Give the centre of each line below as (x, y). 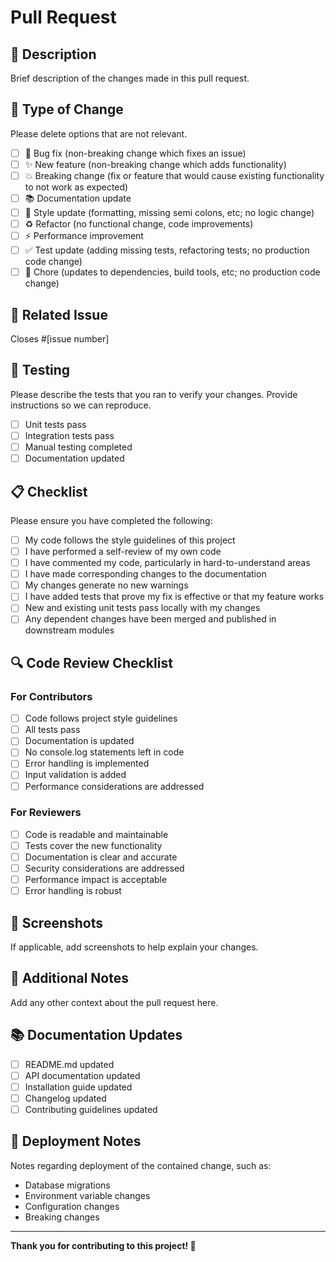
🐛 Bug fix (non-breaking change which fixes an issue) (135, 153)
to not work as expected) (76, 187)
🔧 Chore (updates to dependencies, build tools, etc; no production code (172, 272)
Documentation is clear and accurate (101, 857)
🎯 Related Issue (59, 314)
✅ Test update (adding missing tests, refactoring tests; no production (167, 250)
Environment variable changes (87, 1195)
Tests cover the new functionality (93, 845)
